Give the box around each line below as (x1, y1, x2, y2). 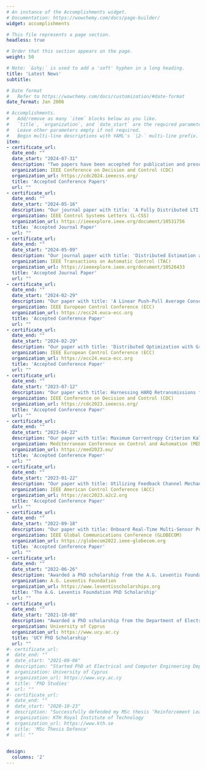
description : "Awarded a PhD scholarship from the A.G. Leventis (12, 572, 183, 579)
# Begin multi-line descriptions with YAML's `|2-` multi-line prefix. (6, 133, 199, 139)
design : (6, 749, 26, 755)
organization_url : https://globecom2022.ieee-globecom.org (12, 537, 166, 544)
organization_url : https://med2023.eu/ (12, 446, 114, 453)
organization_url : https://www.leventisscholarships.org (12, 583, 161, 590)
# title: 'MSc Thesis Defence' (6, 726, 89, 732)
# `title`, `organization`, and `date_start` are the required (6, 121, 177, 128)
